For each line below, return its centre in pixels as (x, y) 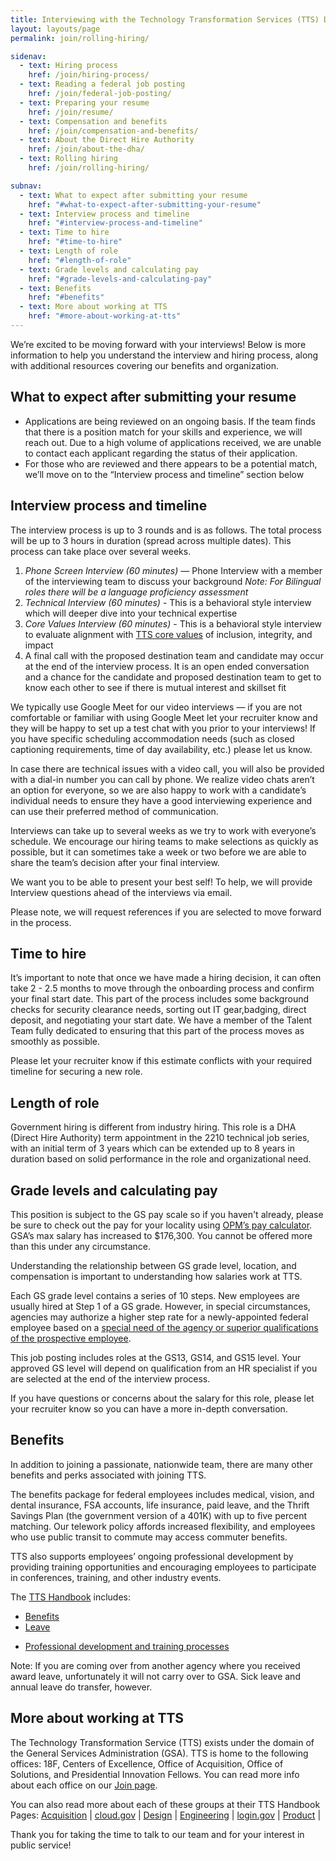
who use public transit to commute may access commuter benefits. (149, 1537)
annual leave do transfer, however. (81, 1687)
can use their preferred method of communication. (114, 811)
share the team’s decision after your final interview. (115, 862)
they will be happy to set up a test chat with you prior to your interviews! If (163, 728)
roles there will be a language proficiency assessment (136, 592)
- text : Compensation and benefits (93, 121)
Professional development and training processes (127, 1646)
